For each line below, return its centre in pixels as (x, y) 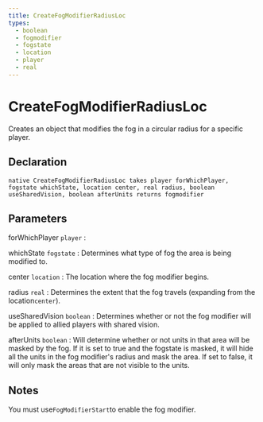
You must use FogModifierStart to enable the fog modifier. (102, 409)
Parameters (38, 218)
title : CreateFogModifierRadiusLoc (67, 15)
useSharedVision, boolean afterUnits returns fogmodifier (106, 194)
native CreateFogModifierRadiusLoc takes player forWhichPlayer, (118, 180)
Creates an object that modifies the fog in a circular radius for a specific (126, 129)
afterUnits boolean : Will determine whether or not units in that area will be (129, 340)
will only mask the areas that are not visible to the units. (99, 366)
